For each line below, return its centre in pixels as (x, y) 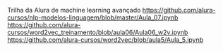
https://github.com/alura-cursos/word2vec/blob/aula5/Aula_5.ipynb (106, 40)
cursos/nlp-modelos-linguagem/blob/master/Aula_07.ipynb (93, 17)
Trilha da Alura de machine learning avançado (74, 10)
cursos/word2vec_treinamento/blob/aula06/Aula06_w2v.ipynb (98, 32)
